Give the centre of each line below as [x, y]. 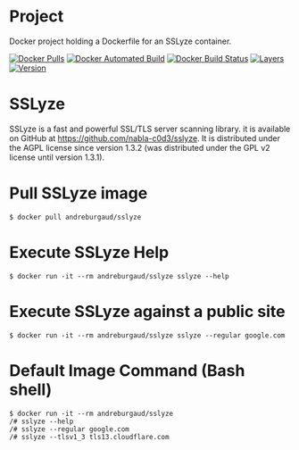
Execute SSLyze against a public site [147, 311]
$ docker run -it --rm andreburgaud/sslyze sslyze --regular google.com [147, 335]
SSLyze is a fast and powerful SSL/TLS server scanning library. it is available [150, 129]
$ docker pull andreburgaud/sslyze [75, 217]
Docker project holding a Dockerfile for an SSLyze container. [120, 41]
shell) [31, 389]
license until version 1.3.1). [57, 157]
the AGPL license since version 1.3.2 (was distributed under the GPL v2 [140, 147]
